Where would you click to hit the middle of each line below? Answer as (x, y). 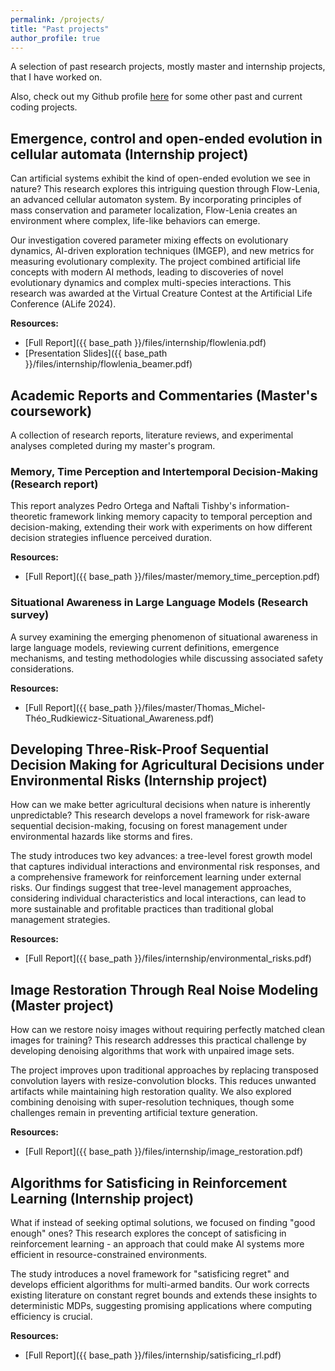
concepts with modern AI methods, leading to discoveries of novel (147, 272)
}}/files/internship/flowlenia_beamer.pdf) (108, 364)
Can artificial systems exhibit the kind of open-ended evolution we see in (160, 178)
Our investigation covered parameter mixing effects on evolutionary (149, 240)
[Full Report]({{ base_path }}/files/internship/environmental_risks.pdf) (168, 958)
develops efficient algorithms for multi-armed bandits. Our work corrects (160, 1285)
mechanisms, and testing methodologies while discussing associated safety (167, 658)
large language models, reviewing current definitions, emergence (145, 647)
